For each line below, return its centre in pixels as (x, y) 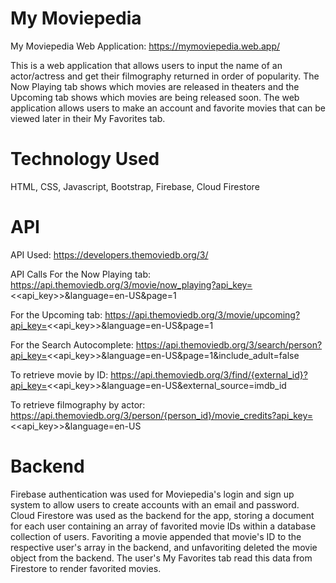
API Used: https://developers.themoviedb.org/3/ (109, 254)
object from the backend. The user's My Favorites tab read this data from (161, 558)
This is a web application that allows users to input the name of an (146, 65)
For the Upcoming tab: (56, 314)
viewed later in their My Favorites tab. (88, 118)
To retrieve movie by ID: (59, 374)
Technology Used (85, 159)
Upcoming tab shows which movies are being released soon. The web (155, 97)
